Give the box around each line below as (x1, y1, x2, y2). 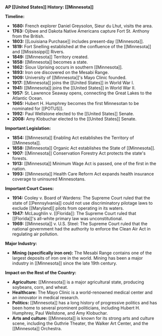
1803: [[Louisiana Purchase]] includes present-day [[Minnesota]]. (12, 38, 144, 44)
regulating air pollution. (12, 231, 59, 237)
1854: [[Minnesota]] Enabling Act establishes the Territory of (12, 135, 134, 141)
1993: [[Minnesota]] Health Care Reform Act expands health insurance (12, 171, 154, 177)
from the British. (12, 34, 45, 39)
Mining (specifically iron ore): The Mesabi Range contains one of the (12, 250, 152, 256)
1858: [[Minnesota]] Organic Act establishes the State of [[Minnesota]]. (12, 145, 156, 151)
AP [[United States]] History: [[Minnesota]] (5, 4, 94, 10)
